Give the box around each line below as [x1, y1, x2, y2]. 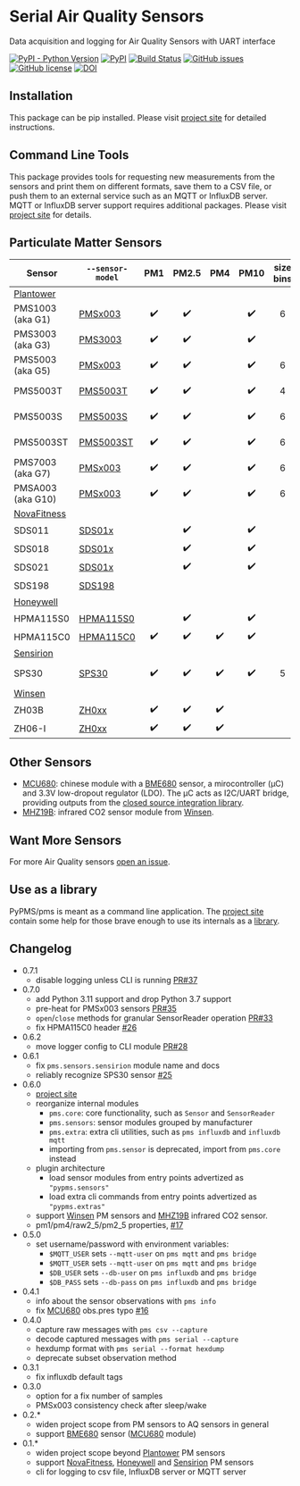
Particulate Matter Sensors [9, 235, 162, 250]
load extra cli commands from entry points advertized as [48, 1190, 257, 1202]
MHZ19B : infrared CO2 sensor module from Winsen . [21, 806, 214, 818]
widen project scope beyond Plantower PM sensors [35, 1447, 226, 1457]
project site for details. [9, 209, 92, 220]
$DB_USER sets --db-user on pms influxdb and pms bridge [48, 1266, 257, 1278]
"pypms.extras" [48, 1202, 105, 1211]
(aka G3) [13, 339, 51, 352]
